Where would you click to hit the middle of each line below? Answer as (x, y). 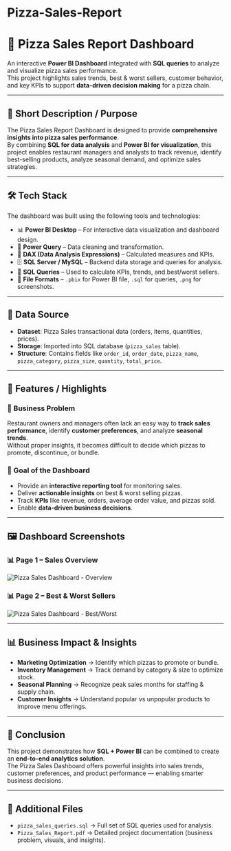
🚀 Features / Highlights (57, 389)
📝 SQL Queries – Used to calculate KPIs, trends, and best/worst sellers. (118, 272)
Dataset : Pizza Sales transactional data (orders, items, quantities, (110, 331)
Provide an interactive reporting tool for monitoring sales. (99, 485)
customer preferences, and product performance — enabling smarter (106, 773)
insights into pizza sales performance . (63, 137)
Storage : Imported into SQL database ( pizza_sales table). (99, 346)
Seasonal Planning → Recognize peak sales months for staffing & (110, 685)
